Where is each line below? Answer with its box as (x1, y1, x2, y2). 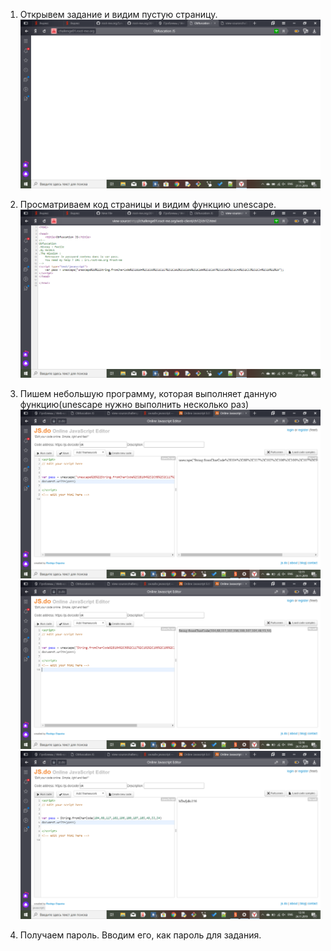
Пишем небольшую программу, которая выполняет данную (19, 388, 277, 400)
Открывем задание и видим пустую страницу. (19, 9, 218, 20)
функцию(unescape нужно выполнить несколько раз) (19, 399, 250, 411)
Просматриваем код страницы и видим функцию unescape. (19, 198, 277, 210)
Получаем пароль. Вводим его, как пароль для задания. (19, 929, 262, 941)
